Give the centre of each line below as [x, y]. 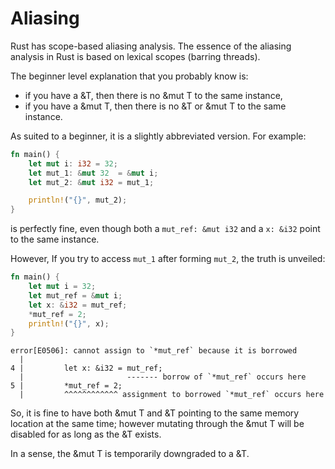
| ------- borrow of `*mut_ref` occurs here [163, 377]
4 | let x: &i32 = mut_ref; [86, 368]
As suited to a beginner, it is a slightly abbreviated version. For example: [158, 136]
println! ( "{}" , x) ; [69, 323]
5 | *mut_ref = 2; [66, 386]
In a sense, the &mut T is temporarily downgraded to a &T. [130, 454]
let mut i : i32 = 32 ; [73, 163]
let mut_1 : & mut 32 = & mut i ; [93, 173]
